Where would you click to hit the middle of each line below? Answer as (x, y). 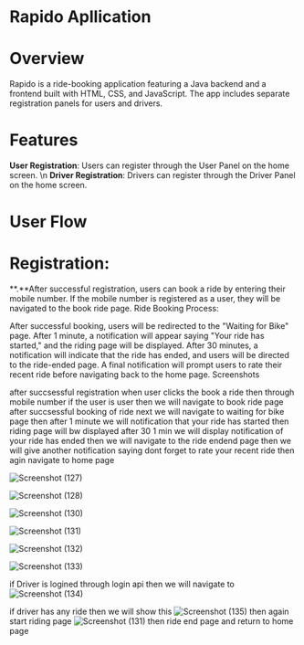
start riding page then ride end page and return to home (152, 621)
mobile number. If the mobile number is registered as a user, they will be (145, 299)
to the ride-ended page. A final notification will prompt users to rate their (146, 365)
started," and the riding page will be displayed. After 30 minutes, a (134, 345)
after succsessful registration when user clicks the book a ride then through (152, 392)
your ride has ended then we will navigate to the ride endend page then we (151, 441)
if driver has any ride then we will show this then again (149, 612)
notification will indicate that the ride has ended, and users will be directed (149, 355)
